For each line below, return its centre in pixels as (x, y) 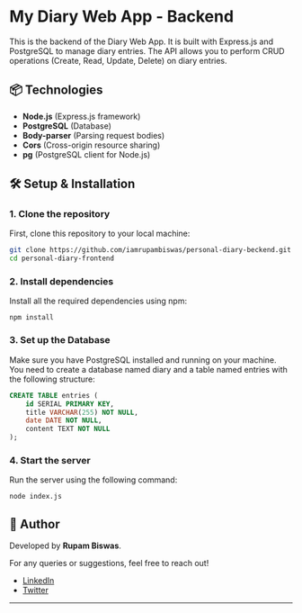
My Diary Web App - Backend (122, 17)
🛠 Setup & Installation (72, 184)
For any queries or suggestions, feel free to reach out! (109, 563)
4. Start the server (50, 460)
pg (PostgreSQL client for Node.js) (86, 154)
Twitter (36, 590)
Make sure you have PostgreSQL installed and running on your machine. (143, 360)
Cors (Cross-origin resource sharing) (91, 145)
